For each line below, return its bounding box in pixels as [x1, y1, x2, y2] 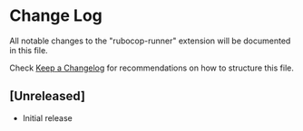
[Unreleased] [9, 89, 86, 104]
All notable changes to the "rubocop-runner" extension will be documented [9, 35, 291, 46]
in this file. [9, 44, 48, 55]
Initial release [22, 112, 73, 123]
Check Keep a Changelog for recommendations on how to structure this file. [9, 62, 295, 73]
